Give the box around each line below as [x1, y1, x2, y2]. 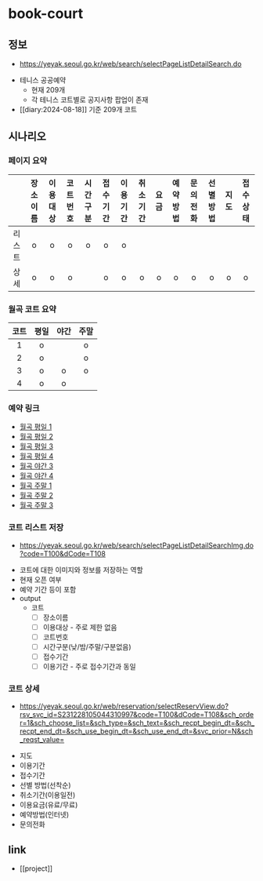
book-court [8, 5, 84, 23]
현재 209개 [31, 86, 66, 94]
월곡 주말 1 [19, 481, 52, 490]
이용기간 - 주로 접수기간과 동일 [42, 661, 137, 671]
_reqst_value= [19, 735, 65, 744]
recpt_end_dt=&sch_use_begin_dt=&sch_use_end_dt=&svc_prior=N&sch [19, 726, 253, 736]
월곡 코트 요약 [8, 304, 57, 315]
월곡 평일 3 [19, 442, 53, 451]
